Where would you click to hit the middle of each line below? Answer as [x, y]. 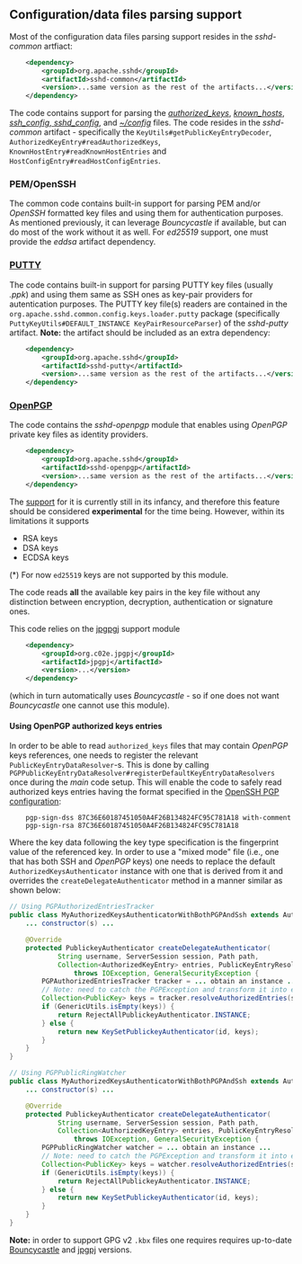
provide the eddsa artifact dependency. [83, 242]
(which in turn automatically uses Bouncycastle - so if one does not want [145, 696]
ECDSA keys [45, 557]
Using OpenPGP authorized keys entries [86, 725]
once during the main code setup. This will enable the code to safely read [146, 782]
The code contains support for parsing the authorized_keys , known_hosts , [147, 113]
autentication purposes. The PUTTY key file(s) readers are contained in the [148, 304]
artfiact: [58, 46]
